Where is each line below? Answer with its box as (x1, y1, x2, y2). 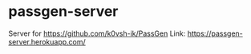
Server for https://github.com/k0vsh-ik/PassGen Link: (8, 29, 186, 38)
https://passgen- (187, 29, 243, 38)
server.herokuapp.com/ (8, 37, 86, 46)
